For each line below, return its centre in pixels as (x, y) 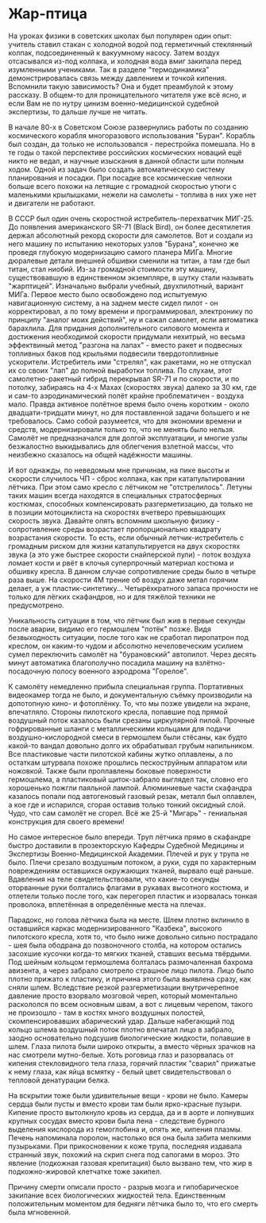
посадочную (30, 671)
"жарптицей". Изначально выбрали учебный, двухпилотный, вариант (126, 286)
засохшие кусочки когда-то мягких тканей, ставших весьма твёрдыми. (130, 953)
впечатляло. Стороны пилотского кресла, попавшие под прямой (118, 712)
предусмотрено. (37, 605)
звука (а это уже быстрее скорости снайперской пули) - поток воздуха (130, 554)
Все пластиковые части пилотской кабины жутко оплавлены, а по (121, 754)
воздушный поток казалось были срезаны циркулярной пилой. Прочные (132, 720)
